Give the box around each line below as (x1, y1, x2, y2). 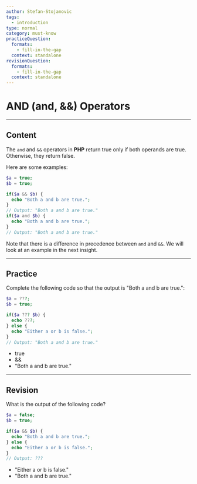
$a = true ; (6, 175, 33, 181)
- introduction (11, 19, 49, 25)
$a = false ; (6, 412, 35, 418)
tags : (6, 14, 19, 20)
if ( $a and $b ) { (6, 213, 46, 219)
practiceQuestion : (6, 36, 51, 42)
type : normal (6, 25, 38, 31)
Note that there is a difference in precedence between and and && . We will (6, 240, 184, 247)
